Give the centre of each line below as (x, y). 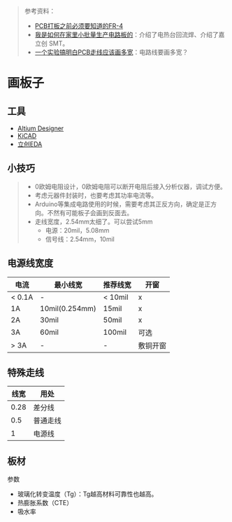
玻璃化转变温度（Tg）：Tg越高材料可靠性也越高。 (87, 494)
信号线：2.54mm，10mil (80, 239)
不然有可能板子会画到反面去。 (90, 212)
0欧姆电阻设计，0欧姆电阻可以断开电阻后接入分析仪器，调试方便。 (131, 186)
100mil (115, 332)
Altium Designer (41, 128)
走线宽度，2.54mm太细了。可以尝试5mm (94, 221)
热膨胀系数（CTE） (45, 503)
